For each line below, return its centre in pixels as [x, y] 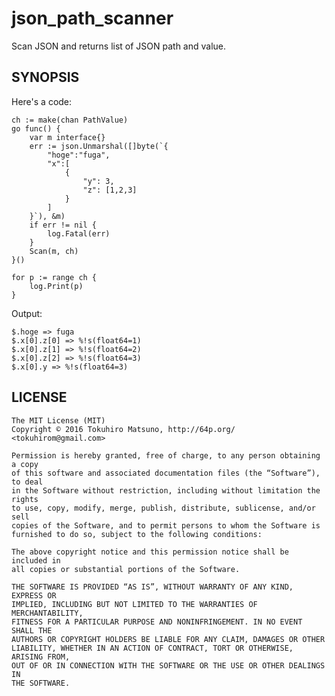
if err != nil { [63, 225]
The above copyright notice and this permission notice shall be [150, 552]
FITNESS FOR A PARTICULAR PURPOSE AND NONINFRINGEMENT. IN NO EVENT [157, 622]
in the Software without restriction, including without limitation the [166, 490]
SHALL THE [32, 630]
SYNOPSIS [45, 77]
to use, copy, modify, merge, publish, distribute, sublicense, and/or [163, 508]
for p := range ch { [54, 277]
